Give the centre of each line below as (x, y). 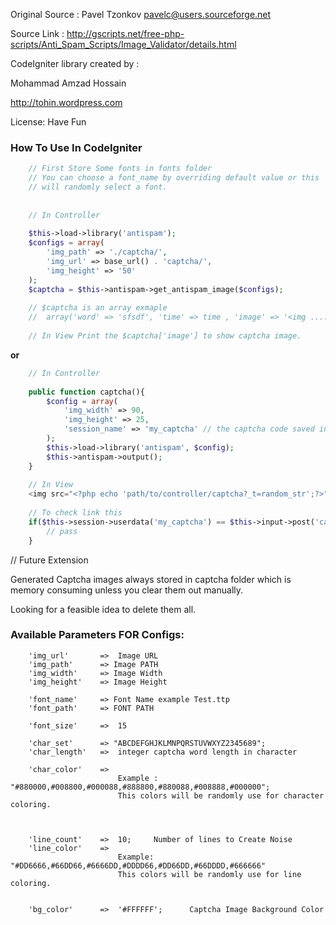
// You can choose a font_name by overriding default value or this (174, 178)
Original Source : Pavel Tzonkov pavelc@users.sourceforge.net (141, 14)
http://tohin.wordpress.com (66, 102)
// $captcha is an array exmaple (98, 308)
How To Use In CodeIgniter (76, 147)
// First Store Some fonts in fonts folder (120, 169)
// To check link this (75, 513)
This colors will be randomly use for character (221, 795)
